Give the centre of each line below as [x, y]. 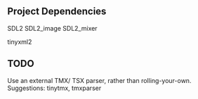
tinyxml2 [20, 42]
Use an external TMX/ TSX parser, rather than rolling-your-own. [99, 80]
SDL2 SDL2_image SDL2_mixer [52, 28]
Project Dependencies [57, 12]
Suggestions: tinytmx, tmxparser [54, 88]
